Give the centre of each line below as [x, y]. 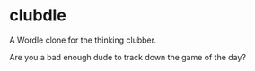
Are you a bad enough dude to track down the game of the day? [128, 57]
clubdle [38, 16]
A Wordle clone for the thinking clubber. [83, 40]
